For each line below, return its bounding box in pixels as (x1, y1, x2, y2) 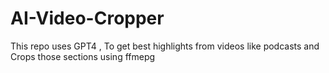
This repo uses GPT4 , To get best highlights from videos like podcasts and (10, 40, 320, 52)
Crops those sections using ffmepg (10, 50, 156, 62)
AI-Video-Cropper (10, 7, 165, 30)
